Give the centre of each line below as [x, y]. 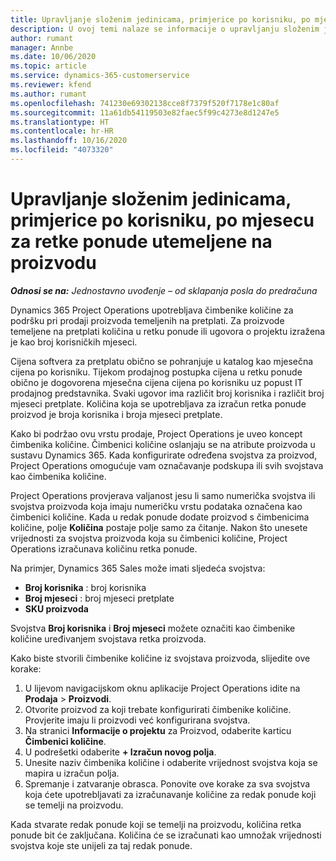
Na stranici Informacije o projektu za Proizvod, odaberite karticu [158, 730]
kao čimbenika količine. [58, 476]
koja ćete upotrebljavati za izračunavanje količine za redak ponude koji [170, 794]
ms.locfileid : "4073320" [62, 150]
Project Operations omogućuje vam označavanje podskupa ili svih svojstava [167, 465]
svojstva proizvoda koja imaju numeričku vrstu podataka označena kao [156, 506]
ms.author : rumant [48, 94]
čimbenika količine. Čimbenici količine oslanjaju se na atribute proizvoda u [163, 444]
